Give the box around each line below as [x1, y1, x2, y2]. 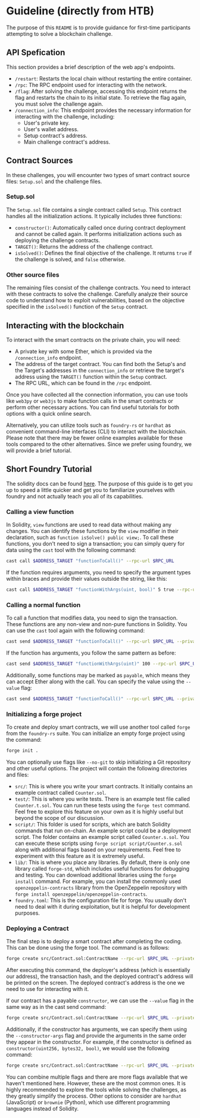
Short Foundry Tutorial [6, 464, 92, 475]
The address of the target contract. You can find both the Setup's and [14, 360, 186, 367]
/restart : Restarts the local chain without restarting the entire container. [14, 75, 192, 82]
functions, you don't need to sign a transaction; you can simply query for [6, 540, 185, 547]
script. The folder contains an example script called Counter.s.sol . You [14, 833, 189, 840]
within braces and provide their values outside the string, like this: [6, 575, 168, 582]
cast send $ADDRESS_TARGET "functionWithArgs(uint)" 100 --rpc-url [6, 661, 177, 667]
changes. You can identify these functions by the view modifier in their [6, 528, 179, 535]
